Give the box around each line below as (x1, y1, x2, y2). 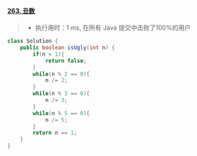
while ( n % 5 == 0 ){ (32, 109, 90, 116)
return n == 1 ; (32, 129, 78, 137)
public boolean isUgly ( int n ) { (20, 44, 115, 52)
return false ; (44, 57, 87, 64)
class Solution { (7, 37, 59, 45)
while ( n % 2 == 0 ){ (32, 71, 90, 78)
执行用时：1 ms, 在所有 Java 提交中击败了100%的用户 (35, 23, 191, 32)
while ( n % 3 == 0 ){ (32, 90, 90, 97)
